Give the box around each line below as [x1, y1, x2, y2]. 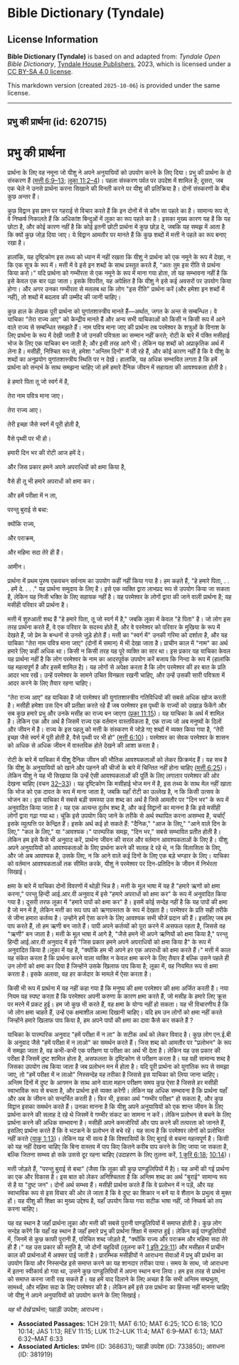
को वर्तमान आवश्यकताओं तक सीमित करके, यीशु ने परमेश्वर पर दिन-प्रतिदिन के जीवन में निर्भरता [7, 860, 218, 868]
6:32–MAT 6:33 [17, 1334, 63, 1343]
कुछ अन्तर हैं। [7, 192, 41, 201]
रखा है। [7, 238, 26, 247]
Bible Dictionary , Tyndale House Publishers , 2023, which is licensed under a [7, 60, 231, 68]
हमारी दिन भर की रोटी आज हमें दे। [7, 448, 85, 457]
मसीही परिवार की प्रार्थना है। [7, 601, 69, 609]
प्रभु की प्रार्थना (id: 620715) [7, 116, 107, 128]
